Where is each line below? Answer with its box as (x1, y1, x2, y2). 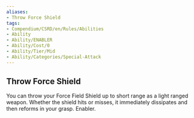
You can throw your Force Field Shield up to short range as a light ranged (6, 92, 189, 100)
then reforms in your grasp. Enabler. (6, 105, 96, 113)
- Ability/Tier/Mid (6, 48, 56, 54)
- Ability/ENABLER (6, 37, 53, 43)
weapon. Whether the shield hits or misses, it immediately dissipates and (6, 99, 188, 106)
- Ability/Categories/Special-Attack (6, 54, 102, 60)
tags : (6, 20, 20, 26)
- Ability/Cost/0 (6, 43, 50, 49)
